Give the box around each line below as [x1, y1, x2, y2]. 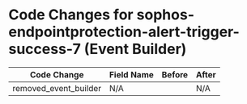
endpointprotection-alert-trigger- [8, 23, 241, 41]
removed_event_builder [12, 82, 102, 94]
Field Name [109, 69, 154, 80]
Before [161, 69, 189, 80]
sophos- [136, 6, 194, 24]
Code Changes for [8, 6, 134, 24]
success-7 [8, 40, 81, 58]
